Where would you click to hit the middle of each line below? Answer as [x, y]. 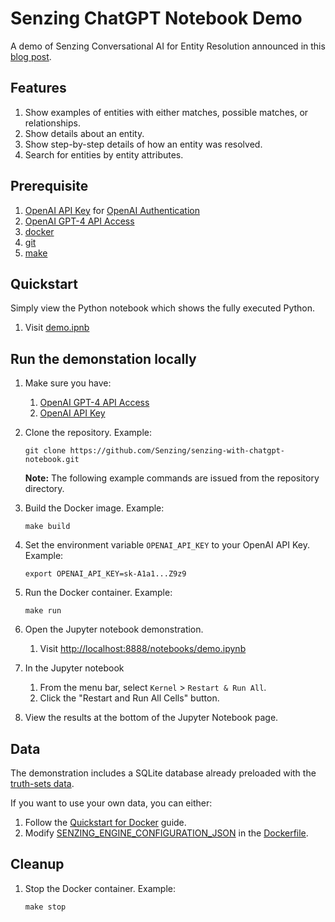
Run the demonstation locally [103, 358]
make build [47, 527]
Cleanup [37, 864]
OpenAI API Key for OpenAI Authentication [112, 210]
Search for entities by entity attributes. [104, 154]
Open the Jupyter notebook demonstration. [114, 629]
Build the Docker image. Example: [94, 508]
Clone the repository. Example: [88, 433]
